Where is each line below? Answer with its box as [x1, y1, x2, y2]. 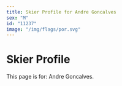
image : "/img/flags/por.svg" [6, 26, 81, 33]
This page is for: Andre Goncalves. [6, 73, 94, 80]
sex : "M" [6, 15, 29, 21]
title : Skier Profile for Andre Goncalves [6, 9, 116, 15]
